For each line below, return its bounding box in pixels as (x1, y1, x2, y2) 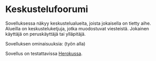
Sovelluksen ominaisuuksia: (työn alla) (5, 40, 86, 46)
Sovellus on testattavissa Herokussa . (5, 50, 83, 56)
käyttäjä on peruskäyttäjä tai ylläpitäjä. (5, 31, 86, 37)
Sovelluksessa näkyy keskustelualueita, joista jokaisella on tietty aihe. (5, 20, 151, 26)
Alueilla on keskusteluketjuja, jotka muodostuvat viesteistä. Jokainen (5, 25, 149, 31)
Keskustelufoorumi (5, 4, 88, 15)
